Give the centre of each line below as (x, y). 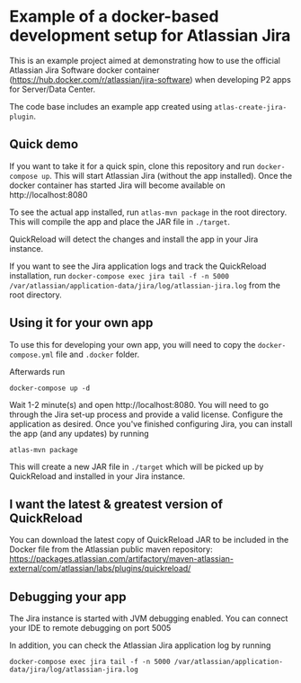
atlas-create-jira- (251, 107)
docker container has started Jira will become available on (118, 185)
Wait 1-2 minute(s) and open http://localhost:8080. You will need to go (139, 404)
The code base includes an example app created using (111, 106)
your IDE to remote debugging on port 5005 (90, 628)
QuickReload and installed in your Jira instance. (97, 476)
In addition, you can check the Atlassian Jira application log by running (140, 645)
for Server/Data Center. (53, 89)
